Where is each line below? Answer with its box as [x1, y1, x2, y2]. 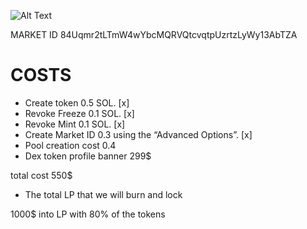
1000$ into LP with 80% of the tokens [10, 208, 166, 220]
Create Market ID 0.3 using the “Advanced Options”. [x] [24, 128, 253, 140]
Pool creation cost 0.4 [24, 139, 117, 151]
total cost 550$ [10, 169, 73, 181]
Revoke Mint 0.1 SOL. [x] [24, 118, 126, 130]
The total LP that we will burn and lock [24, 188, 183, 200]
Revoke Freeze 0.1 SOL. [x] [24, 107, 135, 119]
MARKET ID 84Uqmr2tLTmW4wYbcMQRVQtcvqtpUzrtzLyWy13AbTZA [10, 29, 298, 40]
